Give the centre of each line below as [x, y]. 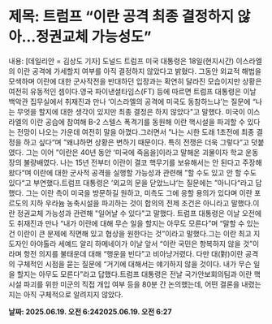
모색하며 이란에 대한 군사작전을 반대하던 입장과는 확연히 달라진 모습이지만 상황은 [135, 81]
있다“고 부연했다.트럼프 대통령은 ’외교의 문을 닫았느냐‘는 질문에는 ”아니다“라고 [131, 183]
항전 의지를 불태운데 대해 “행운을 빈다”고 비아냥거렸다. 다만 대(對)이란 [133, 253]
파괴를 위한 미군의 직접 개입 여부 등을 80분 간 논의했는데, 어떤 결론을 [132, 284]
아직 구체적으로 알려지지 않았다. [73, 294]
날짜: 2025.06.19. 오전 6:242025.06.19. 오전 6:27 [90, 311]
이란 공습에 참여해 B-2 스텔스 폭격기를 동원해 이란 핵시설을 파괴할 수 [138, 122]
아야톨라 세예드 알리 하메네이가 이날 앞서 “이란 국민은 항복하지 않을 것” [141, 244]
